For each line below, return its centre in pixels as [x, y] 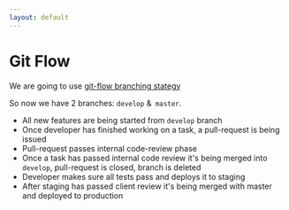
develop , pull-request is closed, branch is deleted [111, 167]
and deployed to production [72, 195]
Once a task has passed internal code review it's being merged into [144, 158]
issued [34, 139]
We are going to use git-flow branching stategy [95, 86]
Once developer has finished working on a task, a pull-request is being [151, 129]
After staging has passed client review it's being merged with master [147, 186]
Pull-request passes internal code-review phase [109, 148]
